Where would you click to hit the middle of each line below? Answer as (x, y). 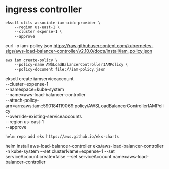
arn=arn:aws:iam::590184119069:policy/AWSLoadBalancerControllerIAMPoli (84, 106)
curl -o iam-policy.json (29, 45)
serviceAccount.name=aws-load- (113, 156)
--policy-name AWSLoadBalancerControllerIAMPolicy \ (71, 64)
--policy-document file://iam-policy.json (60, 69)
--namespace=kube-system (35, 89)
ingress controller (44, 9)
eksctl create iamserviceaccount (39, 78)
